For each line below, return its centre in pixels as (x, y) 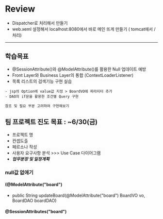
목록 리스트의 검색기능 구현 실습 (42, 81)
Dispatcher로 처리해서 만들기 (40, 23)
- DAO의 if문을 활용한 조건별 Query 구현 (42, 96)
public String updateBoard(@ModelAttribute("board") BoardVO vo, (79, 195)
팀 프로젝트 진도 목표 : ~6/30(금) (51, 122)
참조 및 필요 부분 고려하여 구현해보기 (37, 106)
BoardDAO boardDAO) (34, 201)
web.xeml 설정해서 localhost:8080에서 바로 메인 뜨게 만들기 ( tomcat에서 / (84, 29)
